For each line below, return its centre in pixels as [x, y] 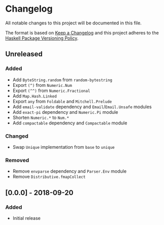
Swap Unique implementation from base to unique [64, 147]
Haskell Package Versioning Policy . [42, 38]
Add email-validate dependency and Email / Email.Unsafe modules [82, 107]
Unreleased [24, 54]
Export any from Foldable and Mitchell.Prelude [62, 101]
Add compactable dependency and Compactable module [70, 123]
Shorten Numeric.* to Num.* [41, 117]
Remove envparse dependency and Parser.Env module [70, 171]
